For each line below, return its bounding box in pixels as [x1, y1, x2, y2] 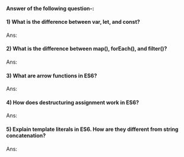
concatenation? [6, 132, 46, 139]
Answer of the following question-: [6, 5, 94, 12]
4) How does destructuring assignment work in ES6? [6, 99, 139, 106]
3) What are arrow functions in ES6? [6, 72, 97, 79]
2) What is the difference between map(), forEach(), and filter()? [6, 45, 167, 52]
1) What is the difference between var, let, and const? [6, 18, 141, 26]
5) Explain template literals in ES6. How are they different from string [6, 125, 179, 133]
